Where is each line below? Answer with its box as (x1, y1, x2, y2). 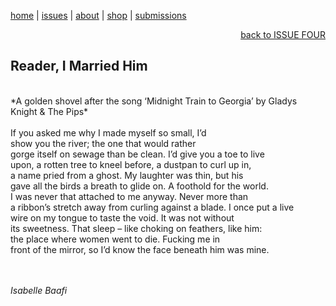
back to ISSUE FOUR (240, 29, 326, 40)
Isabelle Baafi (10, 284, 68, 296)
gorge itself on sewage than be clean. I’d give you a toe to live (10, 148, 265, 160)
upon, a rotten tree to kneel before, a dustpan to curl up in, (10, 158, 252, 170)
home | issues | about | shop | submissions (10, 10, 187, 21)
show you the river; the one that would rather (10, 137, 197, 149)
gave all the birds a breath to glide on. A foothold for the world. (10, 180, 269, 192)
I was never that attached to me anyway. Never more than (10, 190, 249, 202)
